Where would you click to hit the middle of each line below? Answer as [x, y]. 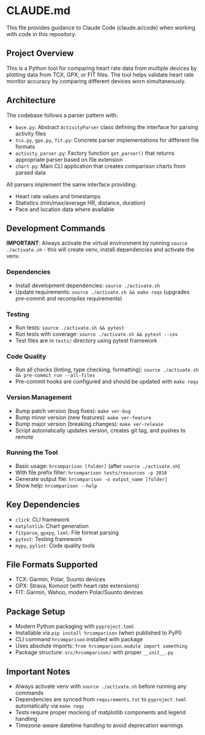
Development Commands [56, 228]
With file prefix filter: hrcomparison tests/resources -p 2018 [91, 472]
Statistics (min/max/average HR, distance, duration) [80, 203]
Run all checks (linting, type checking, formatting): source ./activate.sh [107, 370]
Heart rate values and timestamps [58, 196]
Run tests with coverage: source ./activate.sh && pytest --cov [97, 334]
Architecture [31, 101]
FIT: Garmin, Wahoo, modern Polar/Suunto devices [79, 592]
